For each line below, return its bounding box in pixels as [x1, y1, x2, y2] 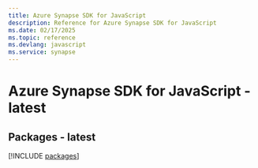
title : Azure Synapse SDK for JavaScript [8, 11, 147, 20]
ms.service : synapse [8, 48, 77, 56]
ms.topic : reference [8, 33, 77, 42]
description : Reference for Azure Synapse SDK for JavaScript [8, 19, 217, 27]
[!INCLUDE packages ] [8, 151, 80, 160]
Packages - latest [8, 130, 96, 144]
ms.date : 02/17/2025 [8, 26, 77, 34]
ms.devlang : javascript [8, 41, 87, 49]
